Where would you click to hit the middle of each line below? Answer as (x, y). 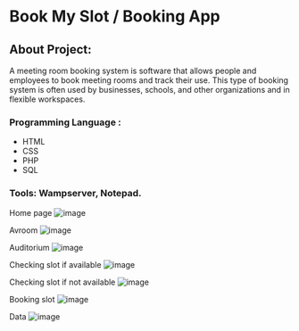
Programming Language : (66, 122)
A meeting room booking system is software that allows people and (133, 70)
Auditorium (30, 247)
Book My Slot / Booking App (115, 17)
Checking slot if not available (62, 282)
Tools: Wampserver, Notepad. (75, 194)
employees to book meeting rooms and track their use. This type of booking (149, 80)
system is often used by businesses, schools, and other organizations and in (149, 90)
